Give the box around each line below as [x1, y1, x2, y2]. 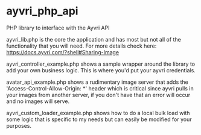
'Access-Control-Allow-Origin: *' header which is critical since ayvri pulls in [6, 84, 194, 92]
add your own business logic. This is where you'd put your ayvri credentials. [6, 66, 196, 74]
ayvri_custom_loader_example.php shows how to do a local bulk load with [6, 109, 190, 116]
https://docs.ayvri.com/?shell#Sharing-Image [6, 48, 120, 55]
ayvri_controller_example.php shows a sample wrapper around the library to [6, 60, 195, 67]
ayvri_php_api [6, 4, 78, 18]
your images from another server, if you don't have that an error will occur [6, 91, 191, 98]
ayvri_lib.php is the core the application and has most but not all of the [6, 36, 181, 43]
